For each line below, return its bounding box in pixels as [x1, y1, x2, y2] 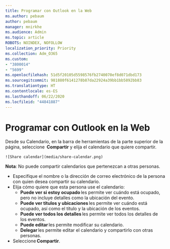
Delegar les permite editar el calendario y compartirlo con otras [20, 227, 153, 233]
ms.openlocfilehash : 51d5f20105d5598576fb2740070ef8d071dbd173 [5, 73, 142, 78]
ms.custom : [5, 56, 28, 61]
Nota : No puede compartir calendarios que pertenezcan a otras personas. [5, 163, 161, 170]
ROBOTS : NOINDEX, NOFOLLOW [5, 41, 62, 46]
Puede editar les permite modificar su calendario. [20, 222, 124, 228]
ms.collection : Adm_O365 [5, 51, 58, 56]
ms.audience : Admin [5, 29, 47, 35]
